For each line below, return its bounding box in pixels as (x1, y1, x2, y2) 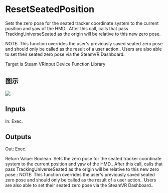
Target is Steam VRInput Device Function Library (5, 61, 106, 67)
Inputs (5, 105, 26, 114)
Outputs (5, 132, 32, 141)
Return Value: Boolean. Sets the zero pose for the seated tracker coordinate (5, 156, 162, 162)
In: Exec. (5, 118, 23, 124)
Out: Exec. (5, 146, 27, 152)
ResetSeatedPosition (5, 4, 94, 15)
